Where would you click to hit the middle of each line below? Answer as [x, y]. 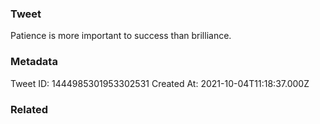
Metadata [34, 62]
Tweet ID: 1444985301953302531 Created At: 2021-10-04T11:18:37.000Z [160, 83]
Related [29, 109]
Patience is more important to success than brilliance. [121, 36]
